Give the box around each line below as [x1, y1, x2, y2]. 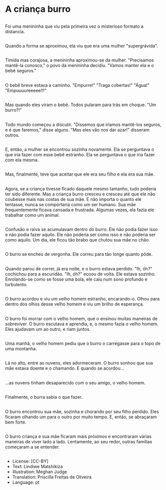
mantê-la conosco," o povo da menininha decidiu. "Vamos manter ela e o [5, 62, 154, 68]
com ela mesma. [5, 157, 39, 163]
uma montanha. [5, 346, 37, 352]
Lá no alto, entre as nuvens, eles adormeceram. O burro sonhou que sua [5, 360, 153, 366]
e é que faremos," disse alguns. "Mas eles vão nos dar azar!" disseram [5, 126, 150, 132]
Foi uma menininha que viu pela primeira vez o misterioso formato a [5, 23, 144, 29]
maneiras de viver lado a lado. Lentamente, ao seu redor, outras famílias [5, 439, 153, 444]
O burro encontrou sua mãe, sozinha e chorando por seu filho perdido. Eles [5, 408, 160, 415]
